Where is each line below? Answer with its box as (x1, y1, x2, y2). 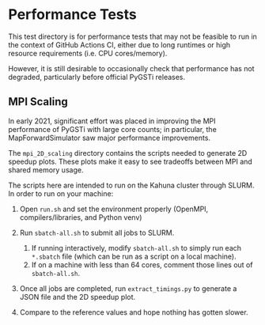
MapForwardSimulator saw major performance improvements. (8, 133, 211, 142)
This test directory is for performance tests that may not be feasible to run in (8, 32, 257, 41)
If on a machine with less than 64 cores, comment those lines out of (31, 259, 253, 270)
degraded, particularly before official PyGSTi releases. (8, 72, 186, 81)
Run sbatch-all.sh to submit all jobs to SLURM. (19, 228, 175, 237)
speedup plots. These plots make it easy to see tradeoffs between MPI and (8, 157, 253, 166)
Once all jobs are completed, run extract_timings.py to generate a (19, 283, 237, 293)
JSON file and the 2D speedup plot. (19, 292, 136, 301)
